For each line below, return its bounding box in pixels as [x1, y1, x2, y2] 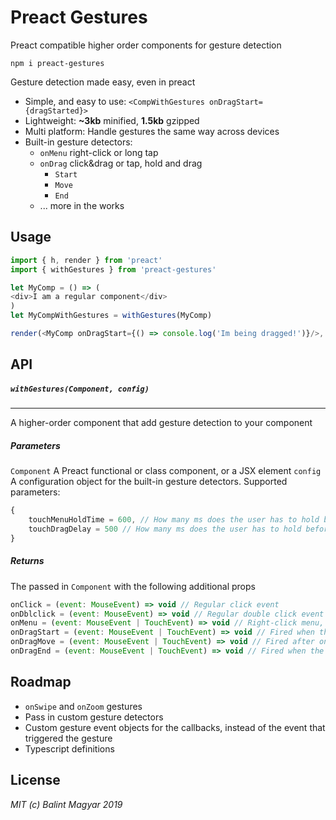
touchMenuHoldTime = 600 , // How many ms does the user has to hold [28, 515, 320, 525]
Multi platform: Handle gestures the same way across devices [24, 125, 280, 137]
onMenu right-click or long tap [39, 146, 159, 158]
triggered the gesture [24, 732, 113, 744]
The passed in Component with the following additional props [10, 580, 256, 592]
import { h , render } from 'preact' [10, 255, 163, 265]
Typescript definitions [24, 742, 115, 755]
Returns [10, 555, 45, 567]
